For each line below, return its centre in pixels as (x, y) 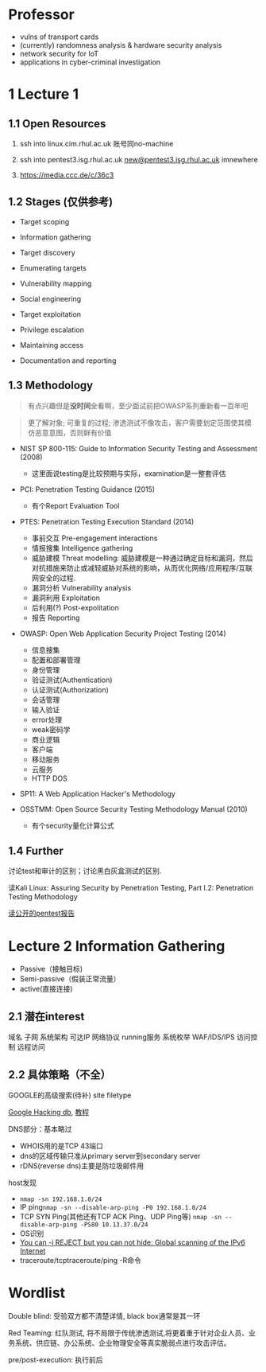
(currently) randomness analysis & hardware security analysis (121, 45)
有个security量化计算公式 (73, 825)
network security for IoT (59, 53)
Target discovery (47, 252)
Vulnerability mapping (56, 283)
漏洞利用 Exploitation (66, 598)
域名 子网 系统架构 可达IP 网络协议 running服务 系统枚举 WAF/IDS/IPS (122, 1037)
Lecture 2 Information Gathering (117, 946)
